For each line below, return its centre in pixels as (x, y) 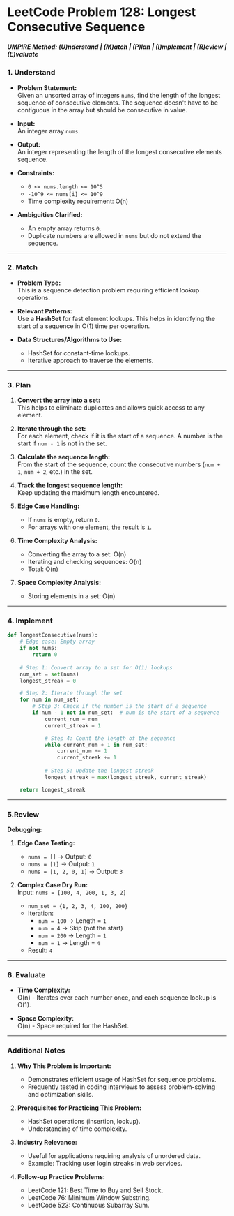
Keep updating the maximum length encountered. (88, 493)
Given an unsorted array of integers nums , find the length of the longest (119, 95)
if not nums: (39, 648)
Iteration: (40, 913)
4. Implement (30, 621)
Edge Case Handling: (48, 506)
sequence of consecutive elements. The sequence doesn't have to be (117, 103)
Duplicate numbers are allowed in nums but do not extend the (115, 235)
